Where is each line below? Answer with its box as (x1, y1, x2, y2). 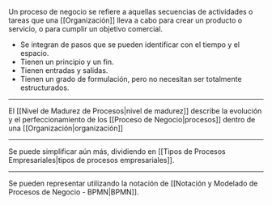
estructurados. (19, 83, 70, 92)
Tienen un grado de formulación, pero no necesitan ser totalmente (19, 75, 242, 83)
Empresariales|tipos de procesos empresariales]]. (8, 156, 175, 164)
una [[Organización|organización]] (8, 123, 124, 133)
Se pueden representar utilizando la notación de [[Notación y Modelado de (8, 178, 258, 188)
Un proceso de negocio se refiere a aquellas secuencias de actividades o (8, 7, 253, 16)
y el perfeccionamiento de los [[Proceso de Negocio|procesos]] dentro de (8, 115, 256, 124)
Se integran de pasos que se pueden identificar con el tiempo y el (19, 40, 240, 49)
